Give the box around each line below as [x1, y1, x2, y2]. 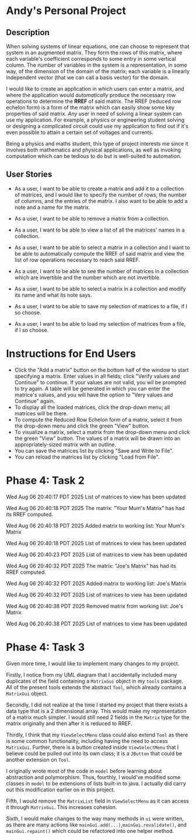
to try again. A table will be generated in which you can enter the [14, 385, 170, 392]
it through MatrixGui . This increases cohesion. [6, 803, 117, 811]
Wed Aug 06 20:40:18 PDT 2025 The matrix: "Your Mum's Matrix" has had [6, 504, 185, 511]
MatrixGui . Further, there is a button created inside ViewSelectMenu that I [6, 743, 179, 751]
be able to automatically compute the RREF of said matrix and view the [14, 250, 185, 257]
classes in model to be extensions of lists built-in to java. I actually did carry [6, 780, 187, 787]
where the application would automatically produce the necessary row [6, 92, 176, 98]
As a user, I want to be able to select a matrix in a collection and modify [14, 285, 186, 292]
